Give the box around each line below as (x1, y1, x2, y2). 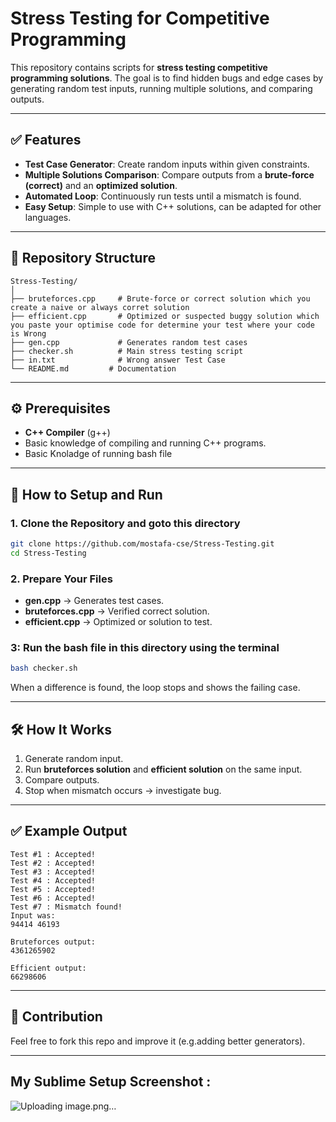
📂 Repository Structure (10, 250, 156, 267)
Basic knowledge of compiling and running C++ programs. (24, 437, 267, 449)
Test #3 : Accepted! (10, 867, 97, 877)
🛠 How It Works (10, 721, 113, 738)
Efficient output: (10, 963, 87, 973)
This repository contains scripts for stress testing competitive (10, 61, 268, 73)
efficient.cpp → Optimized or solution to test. (24, 616, 213, 628)
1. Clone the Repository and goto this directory (10, 516, 241, 530)
